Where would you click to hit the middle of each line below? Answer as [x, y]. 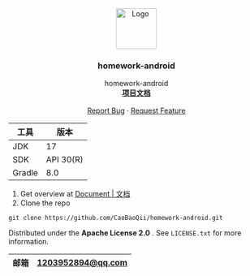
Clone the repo [45, 203]
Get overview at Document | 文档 [75, 194]
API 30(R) [65, 160]
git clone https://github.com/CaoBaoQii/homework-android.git [116, 218]
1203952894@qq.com [82, 263]
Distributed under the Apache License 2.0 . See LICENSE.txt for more [125, 233]
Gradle [25, 173]
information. [29, 242]
